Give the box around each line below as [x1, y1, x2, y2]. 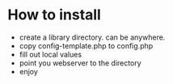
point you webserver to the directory [19, 58, 142, 68]
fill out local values [19, 49, 82, 59]
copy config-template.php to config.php [19, 40, 154, 50]
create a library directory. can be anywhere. [19, 32, 166, 42]
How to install [7, 6, 102, 24]
